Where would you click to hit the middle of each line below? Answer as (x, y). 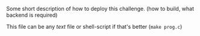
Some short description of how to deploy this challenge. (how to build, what (100, 9)
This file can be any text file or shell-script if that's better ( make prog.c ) (94, 27)
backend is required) (32, 15)
